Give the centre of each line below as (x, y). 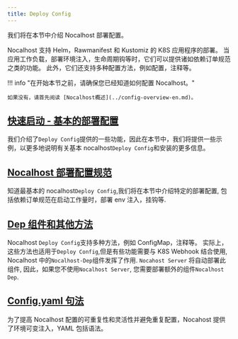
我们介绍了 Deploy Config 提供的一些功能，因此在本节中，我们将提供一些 (112, 139)
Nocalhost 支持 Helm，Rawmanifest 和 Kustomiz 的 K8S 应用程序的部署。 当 (119, 50)
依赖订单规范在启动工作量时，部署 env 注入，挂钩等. (90, 200)
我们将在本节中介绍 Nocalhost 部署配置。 (67, 35)
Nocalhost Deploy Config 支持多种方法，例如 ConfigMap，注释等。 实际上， (118, 243)
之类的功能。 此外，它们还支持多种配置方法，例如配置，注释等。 (101, 67)
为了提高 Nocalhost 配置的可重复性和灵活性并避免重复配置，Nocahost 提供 (117, 319)
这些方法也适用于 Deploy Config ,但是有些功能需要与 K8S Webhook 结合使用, (118, 251)
